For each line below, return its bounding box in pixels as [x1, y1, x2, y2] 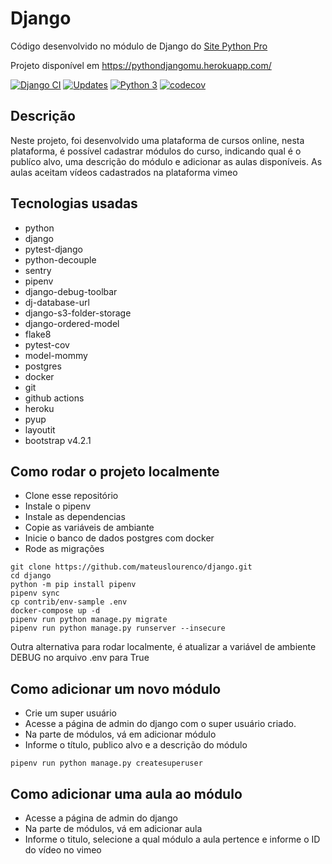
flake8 [24, 328, 52, 340]
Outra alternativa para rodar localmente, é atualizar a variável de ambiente [10, 641, 317, 653]
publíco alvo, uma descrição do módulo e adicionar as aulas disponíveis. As [10, 155, 323, 167]
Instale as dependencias [24, 511, 126, 523]
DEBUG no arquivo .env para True [10, 652, 150, 664]
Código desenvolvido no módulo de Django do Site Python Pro [10, 40, 268, 52]
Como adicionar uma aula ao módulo [10, 785, 243, 802]
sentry [24, 264, 52, 276]
